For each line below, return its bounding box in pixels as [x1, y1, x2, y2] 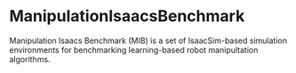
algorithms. [9, 54, 51, 64]
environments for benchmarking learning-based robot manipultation [9, 44, 259, 55]
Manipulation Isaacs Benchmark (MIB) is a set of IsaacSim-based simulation [9, 35, 287, 46]
